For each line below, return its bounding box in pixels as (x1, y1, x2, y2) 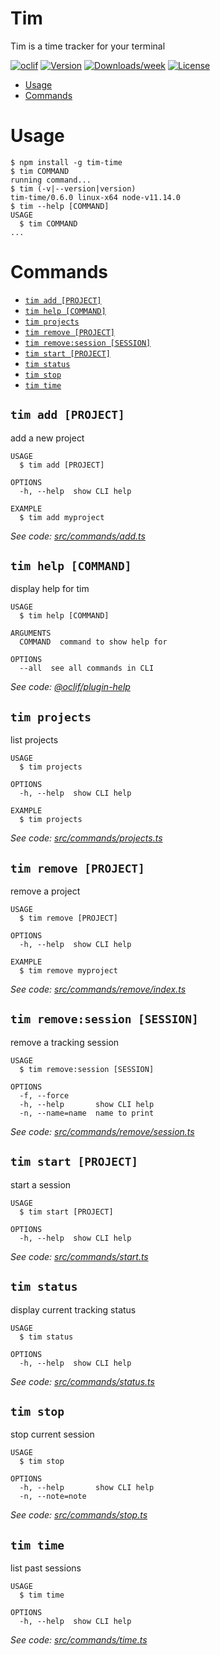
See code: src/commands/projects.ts (10, 832, 163, 844)
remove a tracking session (10, 1036, 120, 1048)
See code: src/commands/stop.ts (10, 1509, 148, 1521)
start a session (10, 1178, 72, 1191)
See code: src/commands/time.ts (10, 1634, 148, 1646)
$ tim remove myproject (19, 966, 118, 976)
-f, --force (19, 1090, 70, 1101)
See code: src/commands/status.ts (10, 1375, 155, 1387)
